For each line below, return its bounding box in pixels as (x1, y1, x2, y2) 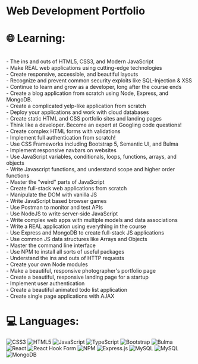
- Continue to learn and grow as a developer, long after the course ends (6, 84, 182, 91)
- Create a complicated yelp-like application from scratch (6, 103, 147, 110)
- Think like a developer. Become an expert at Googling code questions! (6, 121, 182, 129)
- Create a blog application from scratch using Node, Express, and (6, 90, 169, 97)
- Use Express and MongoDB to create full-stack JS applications (6, 229, 165, 236)
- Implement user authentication (6, 280, 85, 287)
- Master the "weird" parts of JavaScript (6, 178, 105, 186)
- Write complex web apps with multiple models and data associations (6, 217, 178, 224)
